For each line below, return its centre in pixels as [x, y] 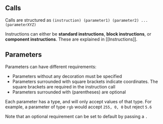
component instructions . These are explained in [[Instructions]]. [71, 39]
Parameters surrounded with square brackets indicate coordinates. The [85, 82]
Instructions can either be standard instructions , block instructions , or [78, 34]
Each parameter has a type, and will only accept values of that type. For [79, 101]
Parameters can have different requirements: [51, 67]
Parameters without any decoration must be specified [67, 76]
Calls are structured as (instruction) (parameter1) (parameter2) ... [77, 20]
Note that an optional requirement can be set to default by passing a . [76, 116]
